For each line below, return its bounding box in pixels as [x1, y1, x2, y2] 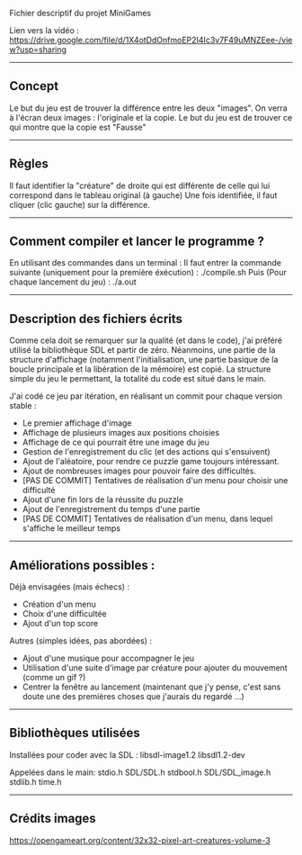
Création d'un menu [22, 598, 97, 610]
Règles [9, 157, 49, 172]
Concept [9, 78, 59, 94]
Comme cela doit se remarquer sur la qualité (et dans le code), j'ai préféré [9, 335, 283, 346]
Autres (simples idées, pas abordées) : [9, 635, 153, 646]
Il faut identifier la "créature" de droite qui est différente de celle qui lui [9, 180, 271, 191]
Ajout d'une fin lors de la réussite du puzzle [22, 494, 184, 505]
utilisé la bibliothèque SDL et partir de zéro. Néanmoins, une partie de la [9, 345, 276, 355]
